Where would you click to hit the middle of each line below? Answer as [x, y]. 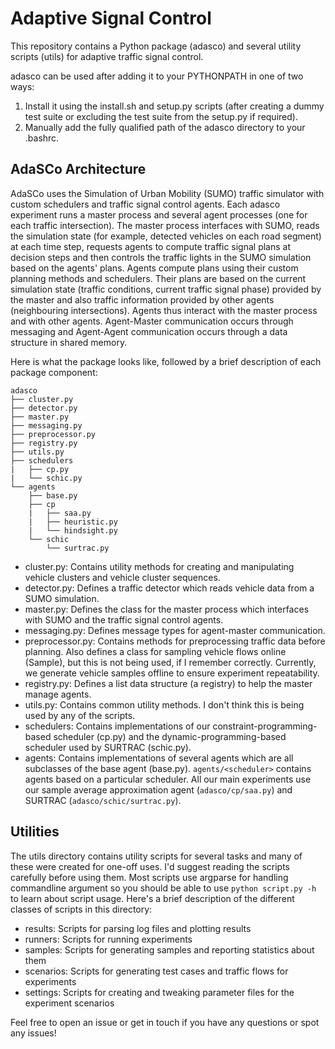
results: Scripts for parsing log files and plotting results [138, 928]
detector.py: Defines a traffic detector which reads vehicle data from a [169, 588]
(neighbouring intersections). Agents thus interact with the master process [164, 310]
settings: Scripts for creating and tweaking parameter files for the [159, 992]
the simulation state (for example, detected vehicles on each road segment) [166, 236]
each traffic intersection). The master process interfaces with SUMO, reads [165, 225]
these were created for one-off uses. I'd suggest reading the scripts [150, 866]
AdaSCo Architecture [78, 169]
